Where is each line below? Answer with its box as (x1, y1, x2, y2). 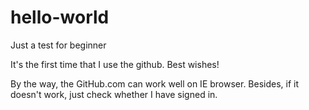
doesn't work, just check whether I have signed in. (10, 88, 218, 100)
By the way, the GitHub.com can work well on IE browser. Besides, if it (10, 77, 300, 90)
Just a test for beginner (10, 39, 107, 51)
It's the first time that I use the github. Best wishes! (10, 58, 220, 70)
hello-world (10, 6, 110, 29)
